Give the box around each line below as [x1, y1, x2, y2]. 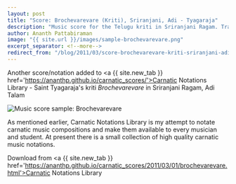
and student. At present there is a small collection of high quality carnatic [7, 132, 219, 141]
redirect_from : [7, 50, 52, 57]
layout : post [7, 10, 46, 17]
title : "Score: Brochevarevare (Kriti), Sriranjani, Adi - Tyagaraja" [7, 17, 218, 24]
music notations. [7, 140, 55, 148]
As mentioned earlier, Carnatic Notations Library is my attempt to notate [7, 118, 216, 126]
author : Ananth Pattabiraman [7, 29, 93, 37]
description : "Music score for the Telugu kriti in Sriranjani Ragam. [7, 23, 218, 30]
